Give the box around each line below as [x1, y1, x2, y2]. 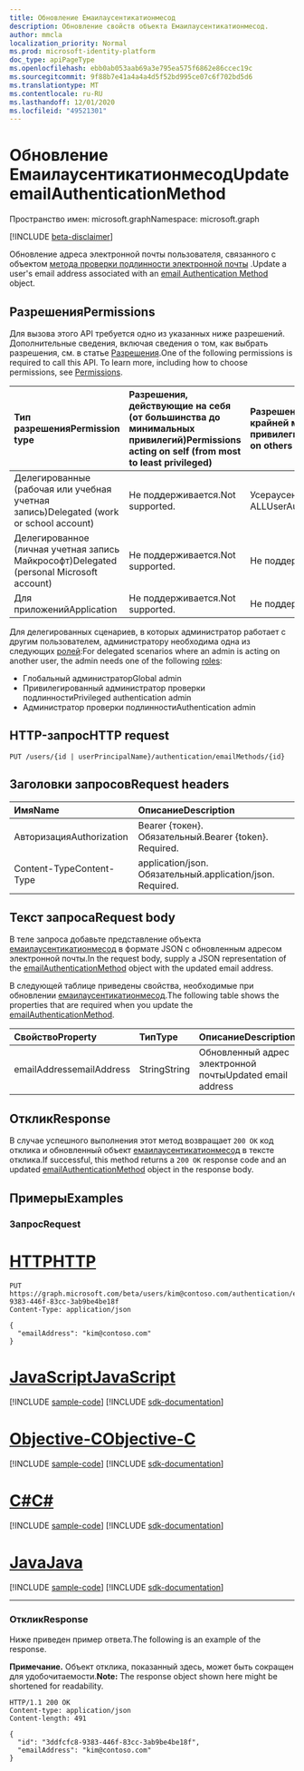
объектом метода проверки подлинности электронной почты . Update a [9, 259, 287, 269]
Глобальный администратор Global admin [22, 673, 183, 683]
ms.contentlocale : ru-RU [9, 89, 103, 98]
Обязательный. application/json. [138, 867, 275, 880]
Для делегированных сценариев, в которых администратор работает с [9, 627, 287, 637]
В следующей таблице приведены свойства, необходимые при [9, 981, 254, 992]
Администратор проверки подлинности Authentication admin [22, 702, 256, 712]
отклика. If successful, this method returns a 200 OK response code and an [9, 1154, 287, 1166]
